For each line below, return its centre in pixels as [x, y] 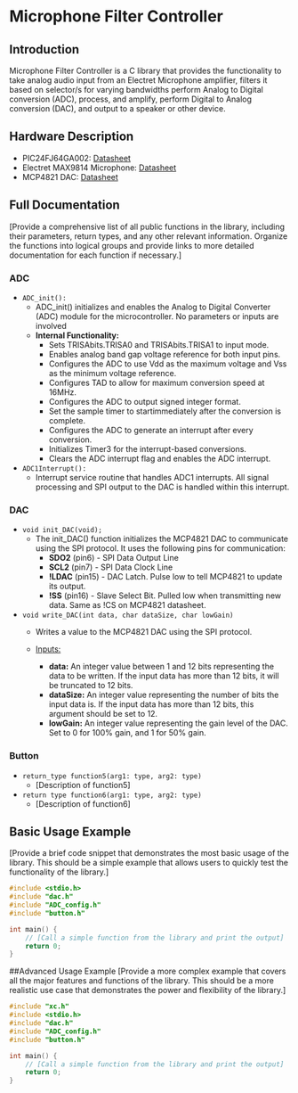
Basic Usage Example [70, 831]
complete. [67, 420]
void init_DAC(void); [62, 530]
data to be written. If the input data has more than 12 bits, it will [164, 676]
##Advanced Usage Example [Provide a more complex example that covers [148, 971]
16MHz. [63, 392]
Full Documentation [64, 205]
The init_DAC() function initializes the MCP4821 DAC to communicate [162, 539]
